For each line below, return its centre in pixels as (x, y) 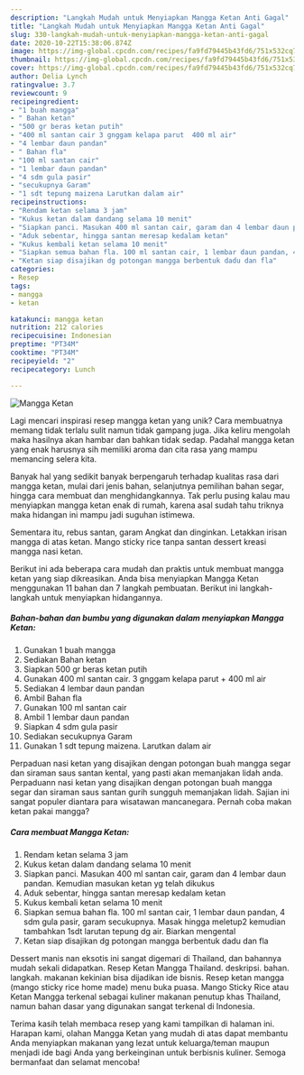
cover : (23, 69)
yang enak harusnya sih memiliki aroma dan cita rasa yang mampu (134, 449)
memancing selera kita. (54, 459)
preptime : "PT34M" (45, 345)
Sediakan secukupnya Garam (78, 737)
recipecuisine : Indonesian (61, 336)
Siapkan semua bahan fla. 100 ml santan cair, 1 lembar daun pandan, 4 (154, 913)
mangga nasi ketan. (47, 551)
